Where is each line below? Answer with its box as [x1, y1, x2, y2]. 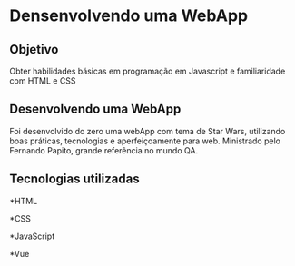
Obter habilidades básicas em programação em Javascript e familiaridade [9, 65, 286, 76]
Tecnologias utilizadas [9, 172, 140, 187]
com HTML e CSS [9, 75, 76, 86]
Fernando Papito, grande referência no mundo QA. [9, 144, 198, 155]
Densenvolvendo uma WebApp [9, 5, 248, 26]
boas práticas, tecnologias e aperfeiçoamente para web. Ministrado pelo [9, 135, 281, 146]
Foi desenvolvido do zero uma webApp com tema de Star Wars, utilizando [9, 125, 286, 136]
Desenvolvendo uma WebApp [9, 102, 182, 117]
